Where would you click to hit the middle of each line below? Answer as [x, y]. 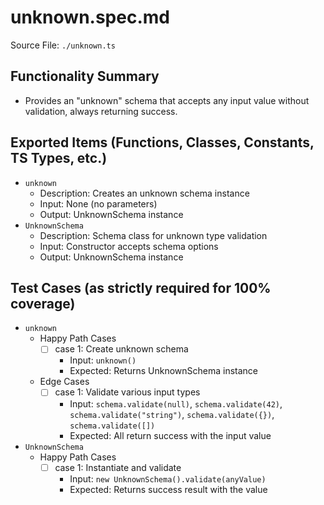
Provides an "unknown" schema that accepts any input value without [167, 100]
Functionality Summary [85, 76]
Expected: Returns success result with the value [168, 489]
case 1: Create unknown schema [121, 349]
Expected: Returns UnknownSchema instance [164, 371]
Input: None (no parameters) [98, 203]
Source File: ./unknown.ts [63, 45]
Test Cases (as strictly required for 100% [141, 287]
